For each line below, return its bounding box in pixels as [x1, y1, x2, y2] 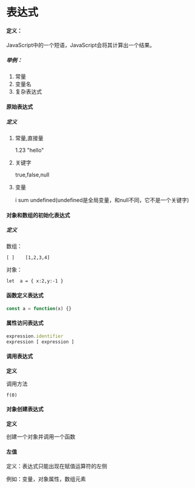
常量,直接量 [15, 134, 44, 142]
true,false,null [15, 171, 50, 178]
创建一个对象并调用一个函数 [6, 433, 76, 440]
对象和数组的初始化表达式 [6, 211, 70, 218]
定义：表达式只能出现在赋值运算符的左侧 [6, 463, 107, 470]
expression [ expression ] [6, 339, 74, 345]
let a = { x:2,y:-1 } [6, 278, 64, 284]
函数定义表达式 [6, 291, 44, 299]
